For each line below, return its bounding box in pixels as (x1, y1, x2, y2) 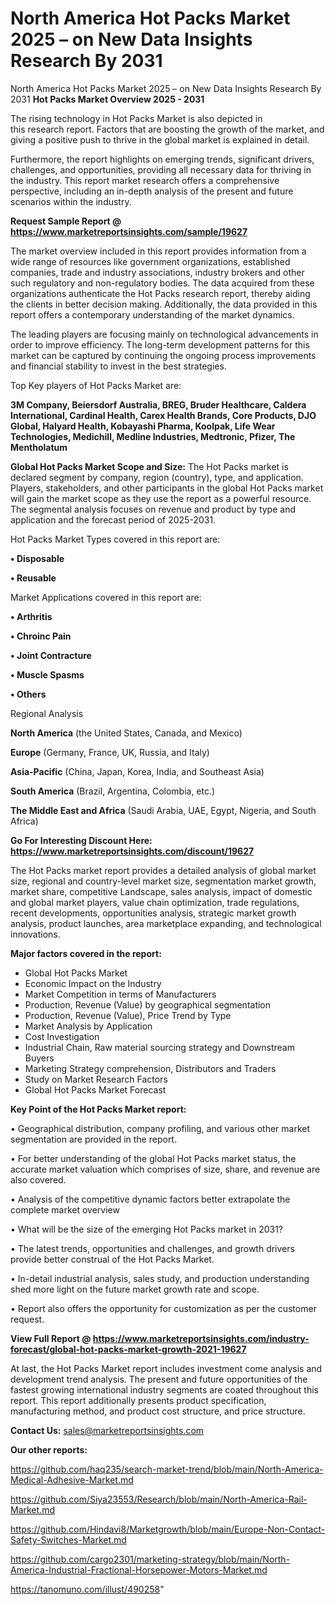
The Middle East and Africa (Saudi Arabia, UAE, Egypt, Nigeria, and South (10, 804, 317, 816)
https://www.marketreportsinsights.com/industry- (92, 1332, 310, 1344)
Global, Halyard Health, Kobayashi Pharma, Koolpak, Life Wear (10, 420, 276, 432)
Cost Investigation (24, 1030, 100, 1042)
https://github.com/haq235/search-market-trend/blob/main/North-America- (10, 1463, 324, 1475)
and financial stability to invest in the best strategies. (10, 360, 227, 372)
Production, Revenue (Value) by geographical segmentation (24, 998, 272, 1011)
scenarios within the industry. (10, 195, 132, 207)
